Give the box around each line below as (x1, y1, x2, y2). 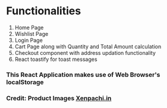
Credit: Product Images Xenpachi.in (6, 94, 112, 102)
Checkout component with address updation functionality (14, 49, 156, 56)
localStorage (6, 78, 44, 86)
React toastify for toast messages (14, 55, 97, 63)
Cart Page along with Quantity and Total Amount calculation (14, 43, 162, 50)
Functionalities (6, 4, 81, 18)
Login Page (14, 36, 43, 44)
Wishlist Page (14, 30, 49, 37)
